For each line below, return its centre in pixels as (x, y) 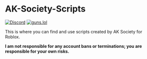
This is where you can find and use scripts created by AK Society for (73, 31)
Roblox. (13, 37)
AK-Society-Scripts (45, 9)
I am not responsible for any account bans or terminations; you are (73, 46)
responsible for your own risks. (37, 51)
